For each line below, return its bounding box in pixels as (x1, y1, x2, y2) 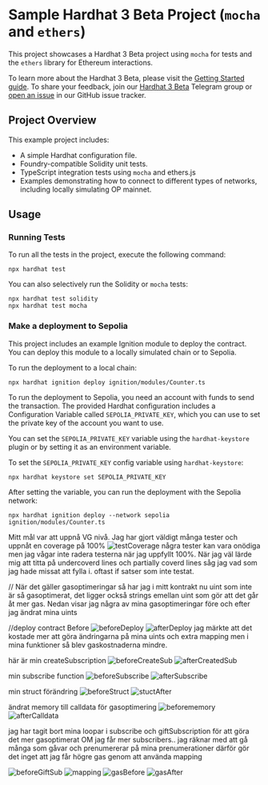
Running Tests (8, 232, 66, 243)
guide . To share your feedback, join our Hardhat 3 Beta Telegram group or (8, 82, 253, 91)
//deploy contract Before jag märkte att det (8, 623, 253, 633)
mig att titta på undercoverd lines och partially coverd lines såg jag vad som (8, 557, 258, 567)
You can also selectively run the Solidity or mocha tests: (8, 279, 189, 289)
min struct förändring (8, 686, 78, 696)
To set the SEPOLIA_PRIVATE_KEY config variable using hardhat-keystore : (8, 457, 244, 467)
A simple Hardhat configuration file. (19, 150, 138, 160)
